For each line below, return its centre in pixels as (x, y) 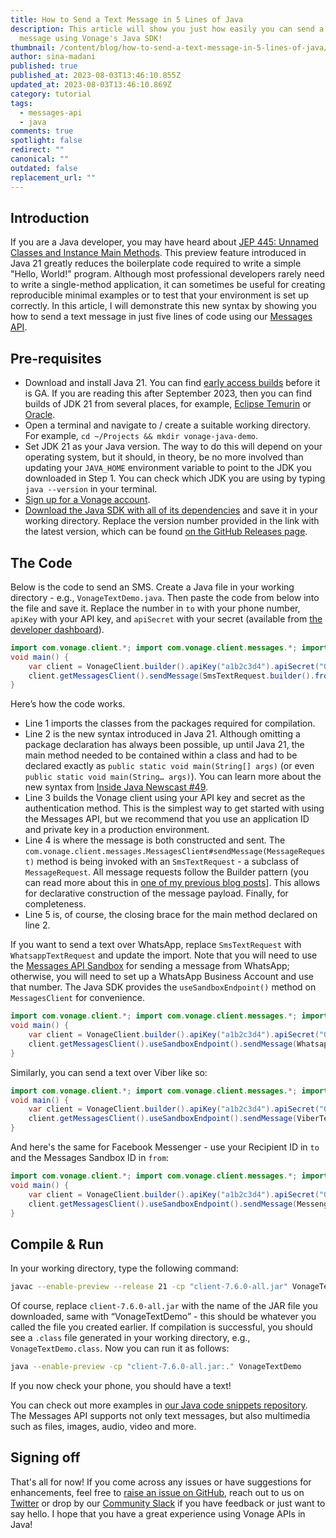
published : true (44, 66)
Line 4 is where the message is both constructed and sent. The (155, 840)
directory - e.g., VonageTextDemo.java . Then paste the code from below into (165, 597)
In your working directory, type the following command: (124, 1268)
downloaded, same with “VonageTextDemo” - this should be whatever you (163, 1317)
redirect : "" (37, 150)
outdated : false (44, 168)
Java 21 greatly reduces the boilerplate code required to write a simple (156, 263)
